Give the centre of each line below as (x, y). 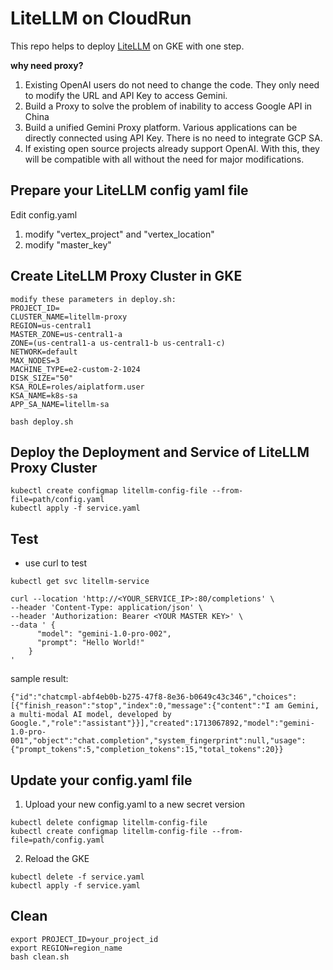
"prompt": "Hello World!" (90, 643)
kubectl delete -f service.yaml (77, 877)
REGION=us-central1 (51, 325)
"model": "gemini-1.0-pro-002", (104, 634)
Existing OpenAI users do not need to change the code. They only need (172, 84)
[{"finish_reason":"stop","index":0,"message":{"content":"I (140, 706)
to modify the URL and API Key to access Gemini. (126, 95)
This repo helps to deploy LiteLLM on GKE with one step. (127, 46)
